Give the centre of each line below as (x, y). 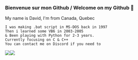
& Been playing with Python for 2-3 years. (50, 36)
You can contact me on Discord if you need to (53, 44)
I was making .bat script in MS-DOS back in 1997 (56, 27)
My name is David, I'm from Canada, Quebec (50, 18)
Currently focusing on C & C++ (37, 40)
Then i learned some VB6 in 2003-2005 (44, 31)
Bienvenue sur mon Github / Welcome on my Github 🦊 (69, 8)
